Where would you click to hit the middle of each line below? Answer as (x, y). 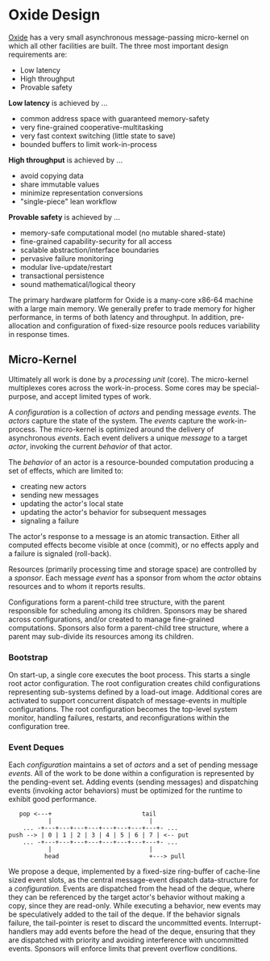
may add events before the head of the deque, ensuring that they (147, 932)
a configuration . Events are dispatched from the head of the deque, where (132, 889)
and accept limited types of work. (96, 396)
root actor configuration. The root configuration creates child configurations (134, 684)
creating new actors (53, 486)
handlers (23, 932)
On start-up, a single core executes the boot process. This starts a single (129, 675)
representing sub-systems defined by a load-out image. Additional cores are (135, 692)
